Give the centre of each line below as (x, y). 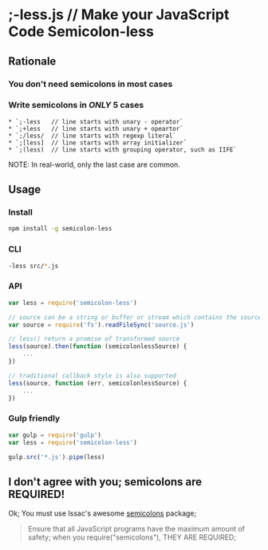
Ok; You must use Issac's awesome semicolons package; (102, 513)
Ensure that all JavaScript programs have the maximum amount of (136, 529)
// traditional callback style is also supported (93, 376)
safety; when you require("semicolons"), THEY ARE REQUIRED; (132, 537)
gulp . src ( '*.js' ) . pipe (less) (57, 457)
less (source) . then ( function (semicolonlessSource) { (98, 346)
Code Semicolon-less (81, 32)
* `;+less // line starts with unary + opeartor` (96, 129)
